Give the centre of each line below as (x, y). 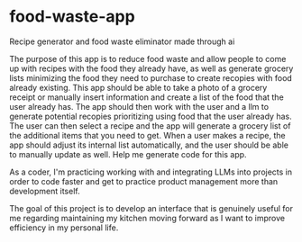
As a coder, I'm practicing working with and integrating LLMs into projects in (151, 172)
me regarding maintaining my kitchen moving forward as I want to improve (147, 218)
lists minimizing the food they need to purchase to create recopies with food (151, 77)
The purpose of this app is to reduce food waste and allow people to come (148, 58)
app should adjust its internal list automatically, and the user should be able (149, 145)
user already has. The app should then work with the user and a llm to (139, 106)
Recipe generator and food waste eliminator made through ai (122, 41)
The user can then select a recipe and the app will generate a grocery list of (150, 125)
